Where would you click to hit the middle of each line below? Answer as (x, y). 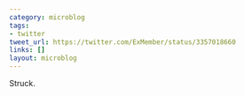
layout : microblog (43, 58)
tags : (19, 26)
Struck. (22, 83)
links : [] (28, 50)
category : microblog (47, 17)
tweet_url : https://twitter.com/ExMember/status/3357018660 (123, 42)
